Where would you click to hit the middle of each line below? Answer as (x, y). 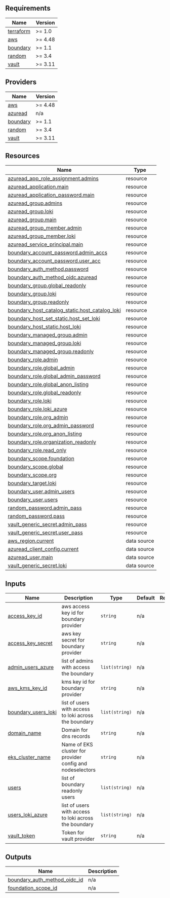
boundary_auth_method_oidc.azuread (53, 277)
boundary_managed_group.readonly (51, 352)
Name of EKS (77, 744)
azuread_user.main (30, 557)
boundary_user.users (33, 500)
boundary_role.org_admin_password (51, 426)
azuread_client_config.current (43, 549)
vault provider (78, 839)
